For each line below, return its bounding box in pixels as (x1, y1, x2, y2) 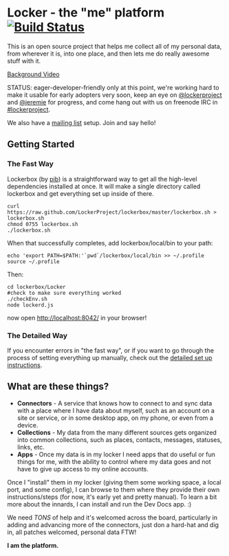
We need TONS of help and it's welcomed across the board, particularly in (7, 513, 218, 522)
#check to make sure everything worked (7, 289, 122, 296)
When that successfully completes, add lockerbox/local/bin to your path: (7, 238, 213, 247)
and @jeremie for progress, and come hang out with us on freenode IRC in (7, 98, 218, 106)
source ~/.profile (7, 258, 60, 265)
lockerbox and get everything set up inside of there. (7, 189, 154, 197)
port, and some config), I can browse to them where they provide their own (7, 485, 220, 493)
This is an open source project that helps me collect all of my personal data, (7, 42, 222, 50)
